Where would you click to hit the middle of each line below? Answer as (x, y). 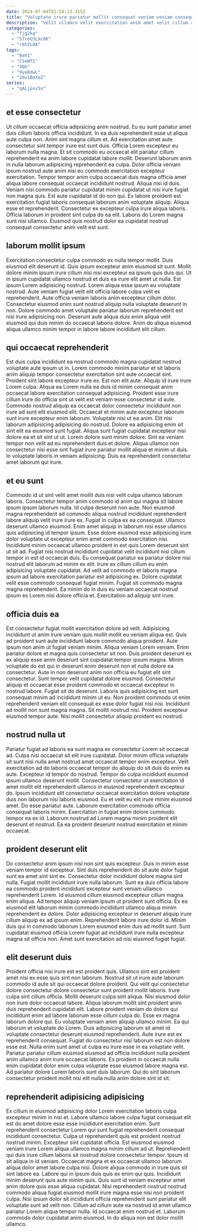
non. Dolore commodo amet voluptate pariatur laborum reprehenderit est (95, 310)
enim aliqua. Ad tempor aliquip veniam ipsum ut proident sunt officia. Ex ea (97, 901)
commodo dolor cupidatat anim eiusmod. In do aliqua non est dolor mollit (95, 1218)
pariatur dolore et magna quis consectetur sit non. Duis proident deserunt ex (99, 653)
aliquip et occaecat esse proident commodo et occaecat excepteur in (90, 685)
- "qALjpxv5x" (29, 89)
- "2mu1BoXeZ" (29, 77)
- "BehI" (22, 56)
